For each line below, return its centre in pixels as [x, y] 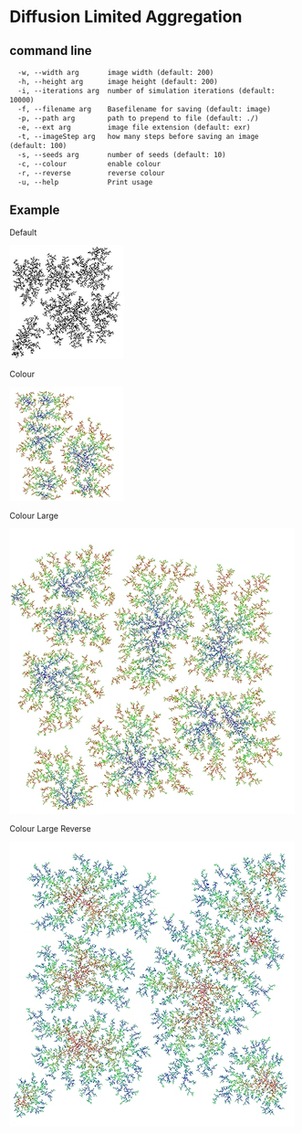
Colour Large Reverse [50, 828]
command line [51, 51]
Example [35, 211]
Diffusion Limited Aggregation [126, 17]
